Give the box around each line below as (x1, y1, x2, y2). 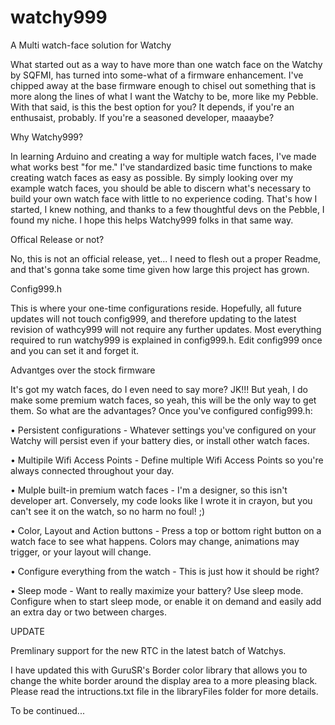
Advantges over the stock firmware (10, 364, 156, 376)
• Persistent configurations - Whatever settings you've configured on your (10, 424, 317, 436)
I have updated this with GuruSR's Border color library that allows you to (10, 664, 308, 676)
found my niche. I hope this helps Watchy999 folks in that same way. (10, 214, 294, 226)
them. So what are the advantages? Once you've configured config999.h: (10, 404, 313, 416)
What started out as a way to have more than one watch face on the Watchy (10, 58, 323, 70)
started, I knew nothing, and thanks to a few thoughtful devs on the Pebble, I (10, 203, 325, 215)
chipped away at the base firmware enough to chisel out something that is (10, 79, 317, 91)
